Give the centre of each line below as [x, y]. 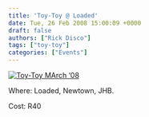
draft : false [30, 30]
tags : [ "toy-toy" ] [39, 45]
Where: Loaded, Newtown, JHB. [61, 91]
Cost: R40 [25, 106]
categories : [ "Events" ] [48, 53]
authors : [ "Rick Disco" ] [50, 38]
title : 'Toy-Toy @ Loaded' [53, 16]
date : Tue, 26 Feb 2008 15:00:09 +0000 [75, 23]
